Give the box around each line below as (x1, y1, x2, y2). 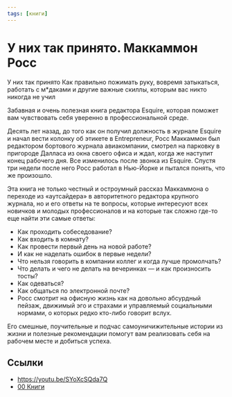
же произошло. (7, 171, 53, 179)
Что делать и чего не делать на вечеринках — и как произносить (17, 264, 211, 273)
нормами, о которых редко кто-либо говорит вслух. (17, 308, 172, 316)
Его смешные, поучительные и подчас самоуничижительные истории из (7, 322, 223, 330)
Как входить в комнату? (17, 235, 89, 243)
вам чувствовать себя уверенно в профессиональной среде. (7, 113, 189, 121)
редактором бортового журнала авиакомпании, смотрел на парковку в (7, 142, 220, 150)
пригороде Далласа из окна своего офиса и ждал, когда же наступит (7, 149, 213, 157)
